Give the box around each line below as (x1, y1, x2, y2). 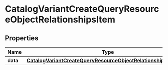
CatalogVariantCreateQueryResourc (5, 3, 159, 15)
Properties (5, 34, 39, 42)
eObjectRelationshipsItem (5, 14, 116, 25)
